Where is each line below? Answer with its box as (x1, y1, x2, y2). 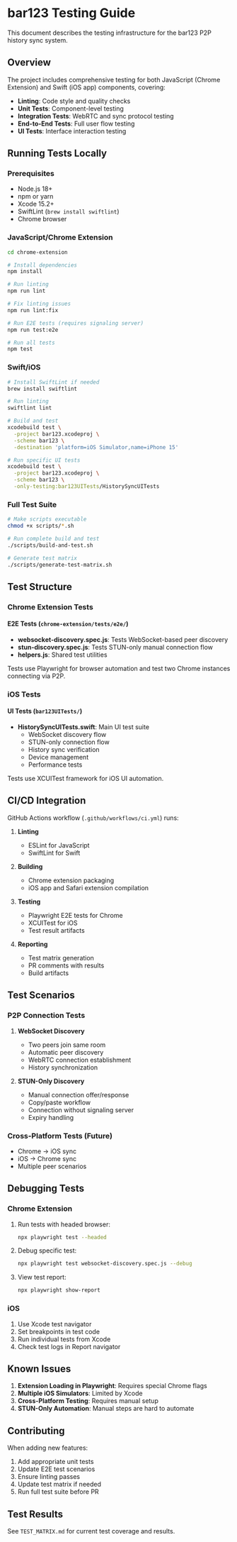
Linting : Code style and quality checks (17, 96, 131, 105)
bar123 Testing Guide (7, 5, 136, 21)
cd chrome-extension (7, 248, 69, 256)
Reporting (17, 940, 48, 948)
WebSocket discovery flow (28, 731, 107, 739)
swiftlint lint (7, 404, 52, 412)
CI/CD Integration (7, 794, 86, 806)
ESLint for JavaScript (28, 841, 90, 849)
